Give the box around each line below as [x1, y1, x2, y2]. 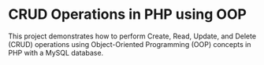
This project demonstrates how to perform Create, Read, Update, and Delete [8, 31, 257, 41]
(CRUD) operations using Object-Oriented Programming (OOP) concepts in [8, 39, 251, 49]
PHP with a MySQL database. [8, 48, 104, 57]
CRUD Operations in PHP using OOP [8, 5, 247, 23]
